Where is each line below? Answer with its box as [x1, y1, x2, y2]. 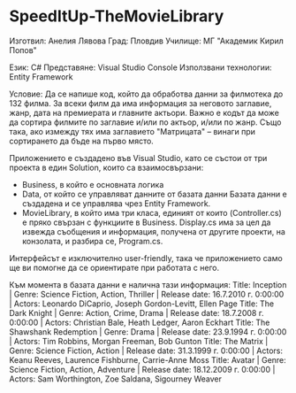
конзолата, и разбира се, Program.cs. [21, 235, 163, 246]
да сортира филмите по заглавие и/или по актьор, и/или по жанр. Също [9, 117, 282, 127]
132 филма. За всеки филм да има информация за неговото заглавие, [9, 97, 272, 108]
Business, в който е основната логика [21, 179, 164, 189]
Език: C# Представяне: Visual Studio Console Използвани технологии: [9, 62, 272, 73]
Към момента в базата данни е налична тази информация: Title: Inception [9, 279, 287, 289]
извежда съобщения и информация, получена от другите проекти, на [21, 226, 285, 236]
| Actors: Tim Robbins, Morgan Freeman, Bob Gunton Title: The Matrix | [9, 335, 269, 346]
